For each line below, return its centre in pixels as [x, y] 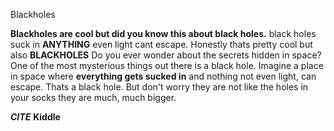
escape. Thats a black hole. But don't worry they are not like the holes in [159, 87]
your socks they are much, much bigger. [93, 97]
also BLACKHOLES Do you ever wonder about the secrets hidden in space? [166, 55]
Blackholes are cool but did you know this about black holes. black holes [163, 33]
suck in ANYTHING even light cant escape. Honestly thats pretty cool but [161, 44]
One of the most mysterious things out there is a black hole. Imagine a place [167, 65]
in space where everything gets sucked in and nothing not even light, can [163, 76]
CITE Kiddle [35, 117]
